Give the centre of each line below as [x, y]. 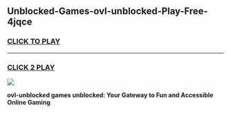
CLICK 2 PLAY [31, 67]
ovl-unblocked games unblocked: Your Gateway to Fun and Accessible [110, 95]
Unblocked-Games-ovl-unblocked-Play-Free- [108, 11]
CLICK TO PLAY [34, 42]
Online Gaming [29, 102]
